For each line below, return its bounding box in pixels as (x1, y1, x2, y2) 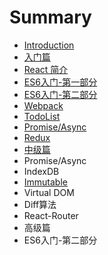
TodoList (23, 110, 61, 122)
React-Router (23, 209, 79, 221)
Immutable (23, 176, 68, 188)
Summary (9, 6, 92, 29)
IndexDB (23, 165, 60, 177)
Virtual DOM (23, 186, 75, 198)
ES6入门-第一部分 (23, 76, 98, 88)
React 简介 (23, 63, 69, 75)
